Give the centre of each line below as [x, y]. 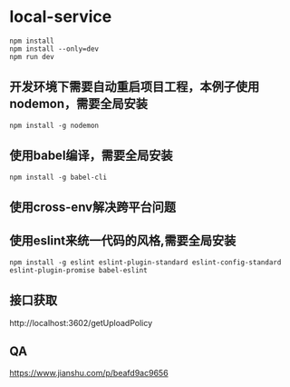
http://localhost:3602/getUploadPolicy [81, 322]
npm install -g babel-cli [58, 177]
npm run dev [32, 56]
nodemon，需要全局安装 [78, 104]
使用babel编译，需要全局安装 [92, 156]
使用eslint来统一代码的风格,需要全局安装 [123, 241]
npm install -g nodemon [54, 125]
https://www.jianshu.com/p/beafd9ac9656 [89, 373]
